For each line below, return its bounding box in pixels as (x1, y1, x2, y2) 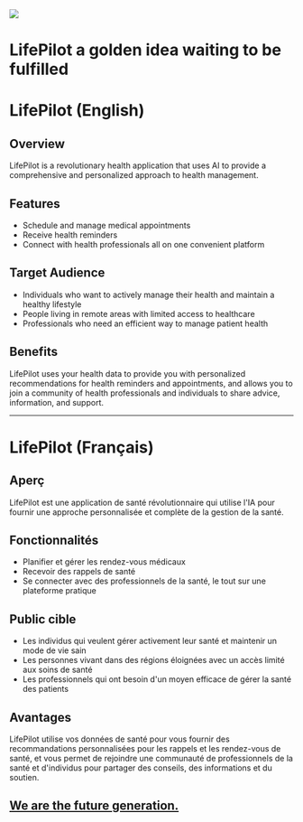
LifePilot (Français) (9, 437, 154, 457)
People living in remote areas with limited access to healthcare (22, 308, 255, 319)
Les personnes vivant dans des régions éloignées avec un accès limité (22, 655, 286, 666)
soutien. (9, 772, 40, 783)
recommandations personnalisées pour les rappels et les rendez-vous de (9, 743, 281, 754)
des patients (22, 684, 69, 695)
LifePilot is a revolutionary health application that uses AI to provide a (9, 160, 267, 171)
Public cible (9, 612, 77, 627)
